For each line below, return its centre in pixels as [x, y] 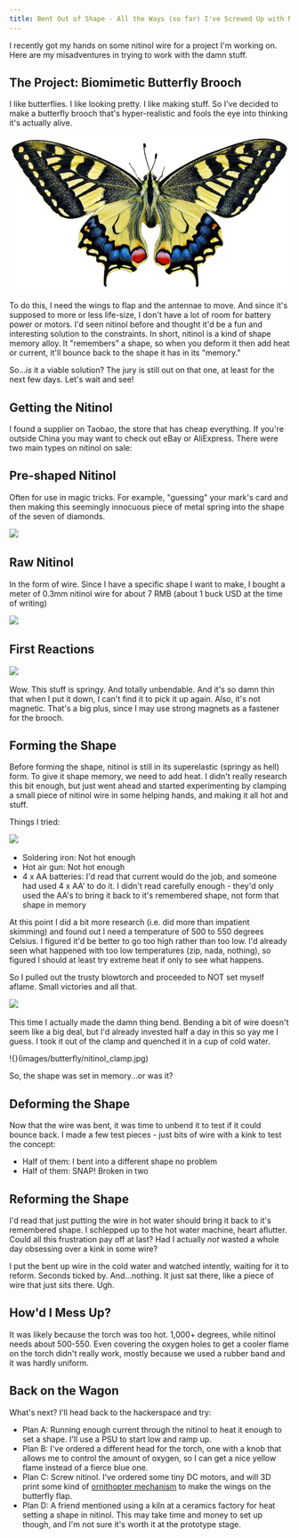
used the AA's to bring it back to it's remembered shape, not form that [150, 896]
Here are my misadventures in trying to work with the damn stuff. [128, 54]
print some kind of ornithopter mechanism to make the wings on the [146, 1486]
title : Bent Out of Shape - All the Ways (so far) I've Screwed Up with [147, 19]
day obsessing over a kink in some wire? [84, 1249]
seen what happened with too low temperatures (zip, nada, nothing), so [140, 951]
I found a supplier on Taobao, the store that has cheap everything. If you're [147, 429]
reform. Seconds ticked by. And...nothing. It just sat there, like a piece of [141, 1275]
